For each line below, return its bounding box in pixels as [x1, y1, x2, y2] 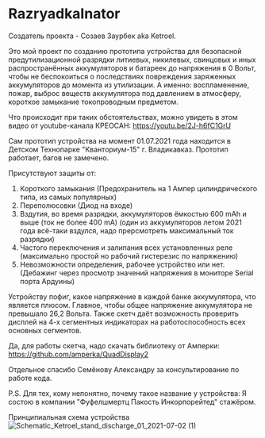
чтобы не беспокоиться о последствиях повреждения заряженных [8, 71, 236, 81]
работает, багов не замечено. [8, 152, 109, 163]
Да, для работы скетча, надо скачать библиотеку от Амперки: [8, 340, 221, 350]
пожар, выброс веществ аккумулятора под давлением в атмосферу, [8, 88, 242, 98]
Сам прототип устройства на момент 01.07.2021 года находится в [8, 136, 232, 145]
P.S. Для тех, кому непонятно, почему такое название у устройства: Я [8, 388, 248, 398]
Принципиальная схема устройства [8, 412, 130, 421]
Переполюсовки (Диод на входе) [19, 200, 133, 210]
